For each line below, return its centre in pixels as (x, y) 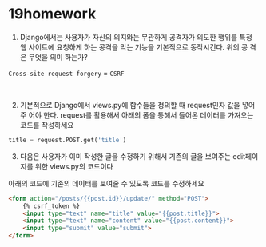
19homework (52, 14)
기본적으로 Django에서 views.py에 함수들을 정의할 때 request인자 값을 (130, 105)
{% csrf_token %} (52, 206)
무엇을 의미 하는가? (58, 57)
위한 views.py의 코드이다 (74, 166)
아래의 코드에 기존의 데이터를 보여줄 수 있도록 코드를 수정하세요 (107, 183)
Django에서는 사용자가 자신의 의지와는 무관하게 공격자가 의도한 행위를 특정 (136, 37)
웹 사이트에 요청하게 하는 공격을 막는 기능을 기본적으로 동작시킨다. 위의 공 (134, 47)
